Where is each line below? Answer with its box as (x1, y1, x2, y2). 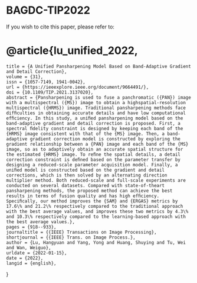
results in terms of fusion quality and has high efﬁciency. (6, 193, 160, 199)
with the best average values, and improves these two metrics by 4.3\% (6, 208, 189, 214)
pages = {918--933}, (6, 224, 57, 230)
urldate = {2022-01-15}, (6, 250, 67, 256)
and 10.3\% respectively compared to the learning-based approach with (6, 214, 186, 220)
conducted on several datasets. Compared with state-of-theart (6, 182, 165, 188)
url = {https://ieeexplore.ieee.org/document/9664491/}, (6, 84, 149, 90)
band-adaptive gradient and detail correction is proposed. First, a (6, 120, 181, 126)
